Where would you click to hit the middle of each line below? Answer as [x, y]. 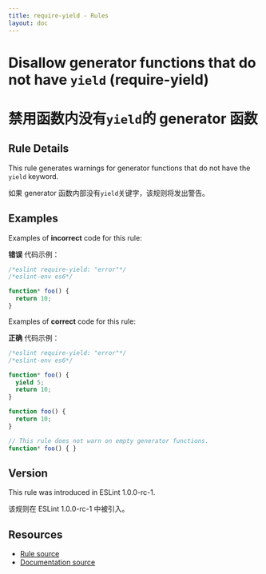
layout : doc [28, 23]
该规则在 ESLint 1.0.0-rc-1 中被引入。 [69, 509]
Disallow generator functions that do [133, 63]
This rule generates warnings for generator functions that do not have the [129, 168]
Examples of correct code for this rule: [72, 321]
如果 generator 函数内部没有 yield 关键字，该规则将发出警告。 [109, 193]
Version [28, 473]
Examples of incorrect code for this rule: [75, 237]
